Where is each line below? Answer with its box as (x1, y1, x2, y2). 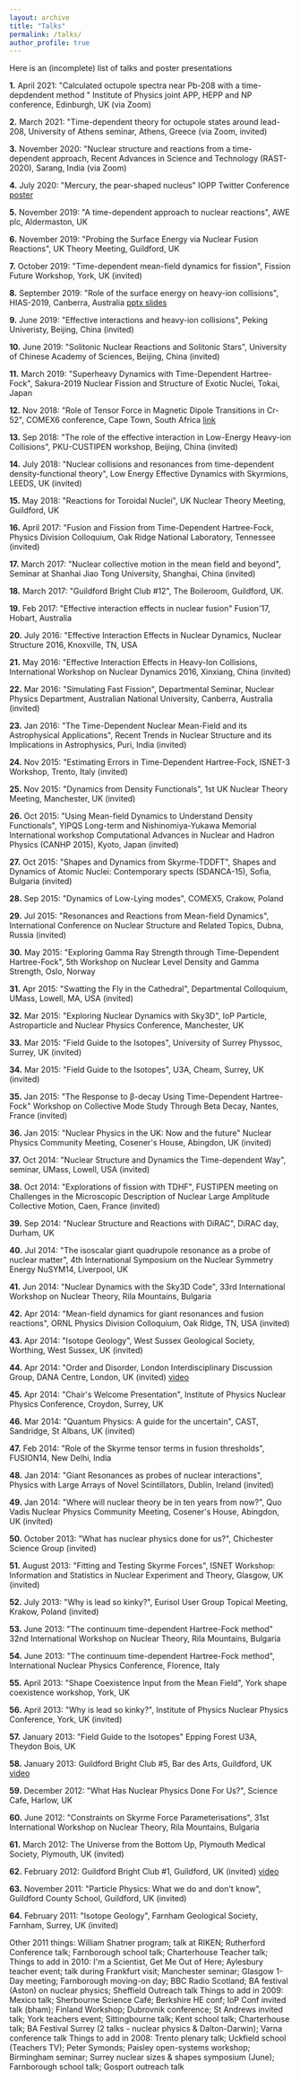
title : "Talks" (9, 22, 66, 31)
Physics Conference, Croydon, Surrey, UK (9, 1399, 164, 1409)
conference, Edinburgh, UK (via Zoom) (9, 100, 152, 110)
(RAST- (259, 154, 287, 164)
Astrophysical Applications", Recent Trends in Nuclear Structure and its (9, 730, 272, 741)
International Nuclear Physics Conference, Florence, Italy (9, 1660, 220, 1671)
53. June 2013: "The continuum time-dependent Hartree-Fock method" (9, 1624, 273, 1635)
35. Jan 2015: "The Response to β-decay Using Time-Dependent (9, 1092, 250, 1102)
